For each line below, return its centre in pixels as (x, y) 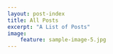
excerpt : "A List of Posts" (49, 27)
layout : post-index (36, 14)
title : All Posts (33, 20)
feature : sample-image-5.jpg (63, 40)
